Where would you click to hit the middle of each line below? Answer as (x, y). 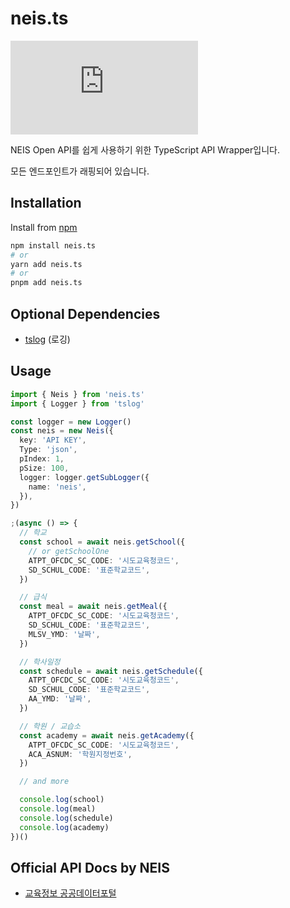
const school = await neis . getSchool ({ (102, 542)
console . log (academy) (64, 827)
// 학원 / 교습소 (50, 726)
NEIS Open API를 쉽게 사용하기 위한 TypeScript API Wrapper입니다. (145, 149)
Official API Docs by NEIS (90, 867)
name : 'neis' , (57, 487)
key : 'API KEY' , (53, 440)
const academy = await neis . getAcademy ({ (107, 735)
